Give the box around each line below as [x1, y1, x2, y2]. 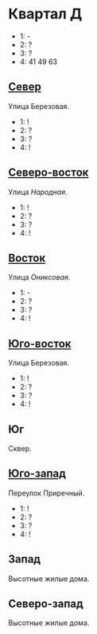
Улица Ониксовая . [8, 273, 71, 282]
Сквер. [8, 444, 32, 453]
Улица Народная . [8, 187, 68, 196]
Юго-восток [8, 337, 72, 350]
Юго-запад [8, 466, 66, 481]
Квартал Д [8, 5, 83, 23]
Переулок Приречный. [8, 488, 85, 498]
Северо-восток [8, 166, 89, 180]
